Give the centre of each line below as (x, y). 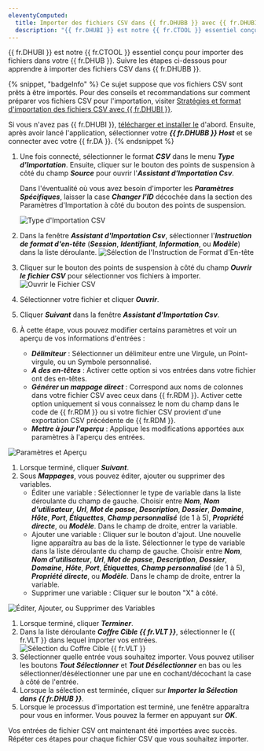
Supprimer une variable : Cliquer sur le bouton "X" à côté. (125, 593)
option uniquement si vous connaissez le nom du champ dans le (135, 404)
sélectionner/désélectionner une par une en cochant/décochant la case (135, 674)
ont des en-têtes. (59, 379)
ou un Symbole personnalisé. (104, 362)
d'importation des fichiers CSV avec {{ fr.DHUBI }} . (90, 109)
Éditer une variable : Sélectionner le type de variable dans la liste (136, 493)
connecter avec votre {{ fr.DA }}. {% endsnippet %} (91, 142)
